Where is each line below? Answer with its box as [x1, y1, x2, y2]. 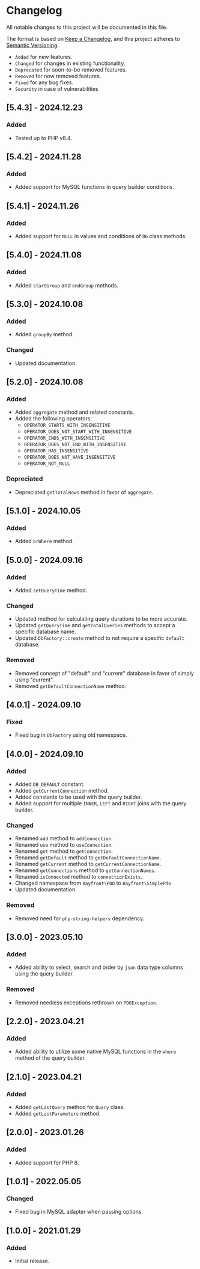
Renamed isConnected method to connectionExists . [14, 873, 143, 880]
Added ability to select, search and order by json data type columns [14, 963, 183, 971]
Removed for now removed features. [14, 72, 102, 79]
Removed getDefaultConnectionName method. [14, 682, 127, 689]
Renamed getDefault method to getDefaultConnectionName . [14, 854, 162, 861]
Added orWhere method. [14, 538, 74, 545]
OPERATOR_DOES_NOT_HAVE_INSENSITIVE [23, 455, 116, 461]
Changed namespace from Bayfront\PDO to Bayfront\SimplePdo [14, 879, 171, 887]
